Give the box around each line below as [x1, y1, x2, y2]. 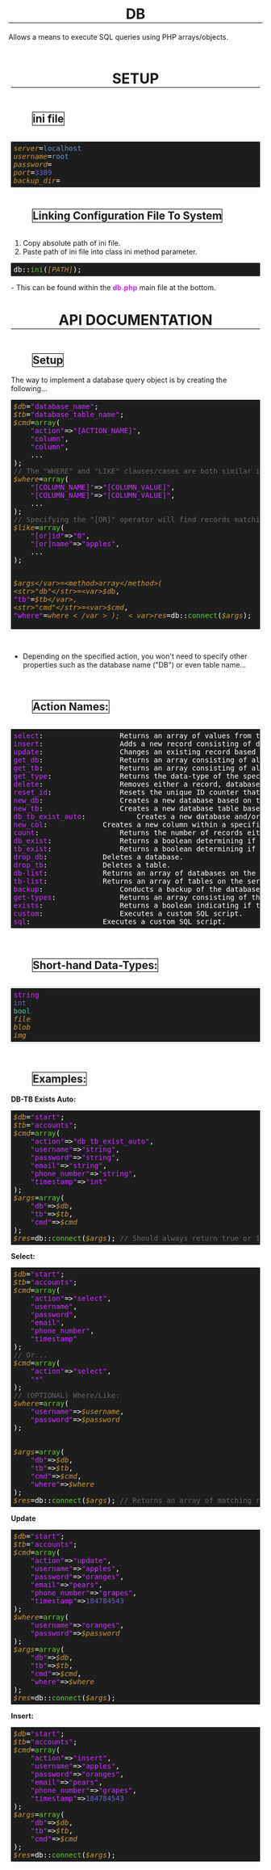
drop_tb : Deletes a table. [13, 861, 171, 870]
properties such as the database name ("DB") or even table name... [23, 660, 247, 670]
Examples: [32, 1072, 87, 1086]
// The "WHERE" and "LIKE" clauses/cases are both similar [13, 466, 252, 476]
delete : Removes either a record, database [13, 780, 261, 789]
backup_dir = [13, 175, 60, 185]
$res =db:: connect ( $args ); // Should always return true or [13, 1233, 252, 1243]
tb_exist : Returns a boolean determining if [13, 844, 256, 853]
